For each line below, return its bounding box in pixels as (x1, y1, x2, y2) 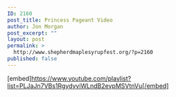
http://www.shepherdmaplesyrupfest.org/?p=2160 (13, 49, 154, 56)
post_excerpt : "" (7, 29, 58, 37)
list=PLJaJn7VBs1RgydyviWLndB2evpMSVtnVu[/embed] (7, 81, 169, 90)
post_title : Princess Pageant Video (7, 17, 113, 24)
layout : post (7, 36, 45, 43)
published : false (7, 55, 58, 62)
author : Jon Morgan (7, 23, 64, 30)
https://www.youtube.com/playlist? (30, 74, 132, 82)
